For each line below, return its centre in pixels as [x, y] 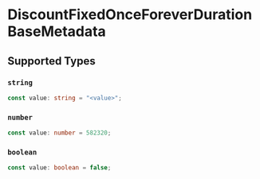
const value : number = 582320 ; [59, 133]
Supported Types [52, 61]
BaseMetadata [57, 31]
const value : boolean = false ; [59, 168]
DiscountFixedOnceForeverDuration [130, 15]
